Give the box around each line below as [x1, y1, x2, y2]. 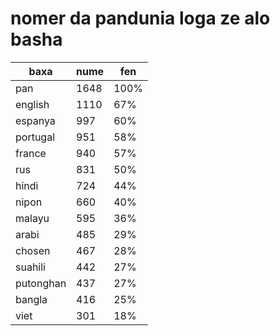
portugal [15, 130, 56, 144]
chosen [15, 243, 51, 257]
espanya [15, 113, 56, 127]
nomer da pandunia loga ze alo [10, 7, 271, 30]
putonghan [15, 276, 67, 290]
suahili [15, 260, 46, 274]
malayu [15, 211, 50, 225]
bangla [15, 292, 48, 306]
